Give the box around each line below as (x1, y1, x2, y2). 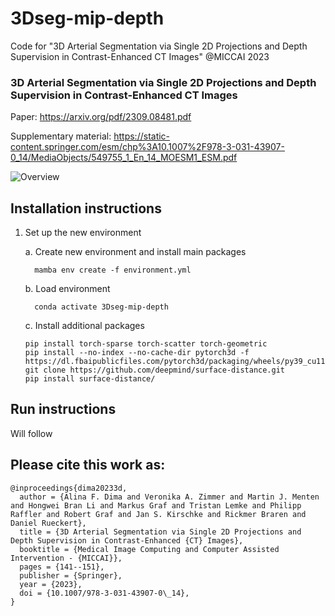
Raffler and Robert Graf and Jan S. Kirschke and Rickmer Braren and (10, 509, 307, 519)
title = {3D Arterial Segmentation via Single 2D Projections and (19, 527, 302, 537)
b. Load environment (24, 283, 111, 295)
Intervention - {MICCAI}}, (10, 553, 123, 563)
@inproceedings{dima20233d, (10, 483, 128, 493)
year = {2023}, (19, 579, 83, 589)
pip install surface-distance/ (24, 374, 156, 384)
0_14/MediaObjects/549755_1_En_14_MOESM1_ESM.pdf (10, 152, 238, 164)
